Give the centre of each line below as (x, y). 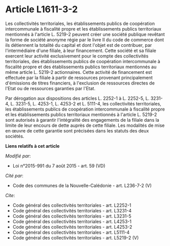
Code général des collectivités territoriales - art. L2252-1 (72, 205)
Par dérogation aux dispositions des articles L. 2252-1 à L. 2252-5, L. (77, 98)
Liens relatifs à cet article (32, 146)
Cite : (10, 195)
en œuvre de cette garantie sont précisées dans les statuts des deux (77, 130)
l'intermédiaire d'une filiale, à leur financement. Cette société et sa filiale (81, 50)
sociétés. (15, 136)
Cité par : (14, 175)
